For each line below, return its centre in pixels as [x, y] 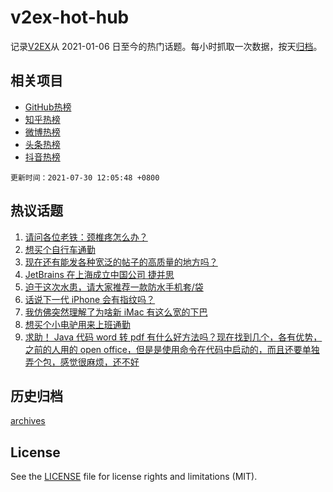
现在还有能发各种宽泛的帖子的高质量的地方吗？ [121, 262]
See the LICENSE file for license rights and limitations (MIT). [134, 477]
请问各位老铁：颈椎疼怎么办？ [86, 237]
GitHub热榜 [48, 107]
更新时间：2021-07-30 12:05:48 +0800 [85, 177]
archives [28, 421]
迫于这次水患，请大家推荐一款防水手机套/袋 [114, 287]
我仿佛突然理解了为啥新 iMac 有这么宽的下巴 [116, 312]
